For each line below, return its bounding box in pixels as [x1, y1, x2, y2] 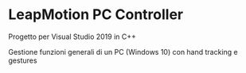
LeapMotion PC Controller [8, 6, 184, 24]
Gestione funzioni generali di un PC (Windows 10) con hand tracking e [8, 47, 239, 56]
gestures [8, 56, 37, 65]
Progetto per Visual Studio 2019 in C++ [8, 32, 137, 41]
